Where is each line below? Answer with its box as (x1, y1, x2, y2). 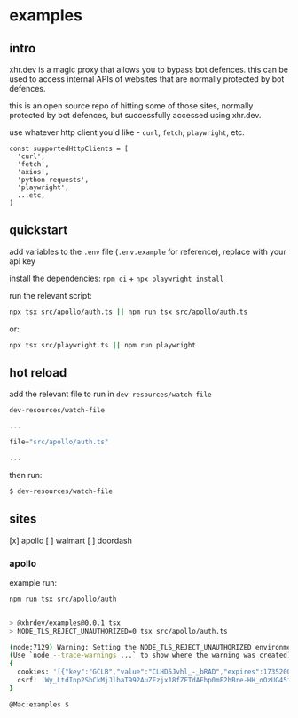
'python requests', (17, 175, 90, 184)
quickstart (9, 223, 68, 238)
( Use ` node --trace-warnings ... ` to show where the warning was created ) (9, 650, 292, 660)
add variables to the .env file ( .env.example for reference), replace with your (9, 246, 286, 257)
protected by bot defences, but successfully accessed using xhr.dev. (9, 110, 262, 120)
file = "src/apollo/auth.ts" (9, 437, 109, 447)
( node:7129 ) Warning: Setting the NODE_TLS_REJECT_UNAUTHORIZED (9, 642, 252, 651)
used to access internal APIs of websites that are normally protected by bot (9, 74, 285, 84)
